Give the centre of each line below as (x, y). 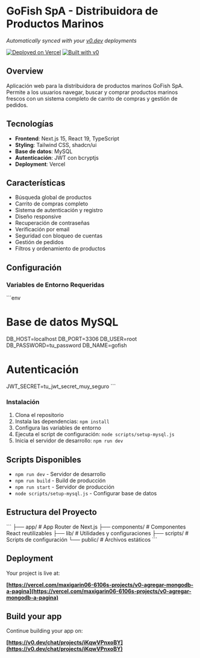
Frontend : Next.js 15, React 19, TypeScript (67, 138)
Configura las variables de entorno (58, 428)
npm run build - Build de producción (60, 481)
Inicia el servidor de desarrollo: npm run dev (69, 440)
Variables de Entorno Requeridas (55, 284)
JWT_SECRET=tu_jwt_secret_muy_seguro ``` (61, 386)
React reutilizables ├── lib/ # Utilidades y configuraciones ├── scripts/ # (97, 533)
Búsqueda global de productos (53, 198)
